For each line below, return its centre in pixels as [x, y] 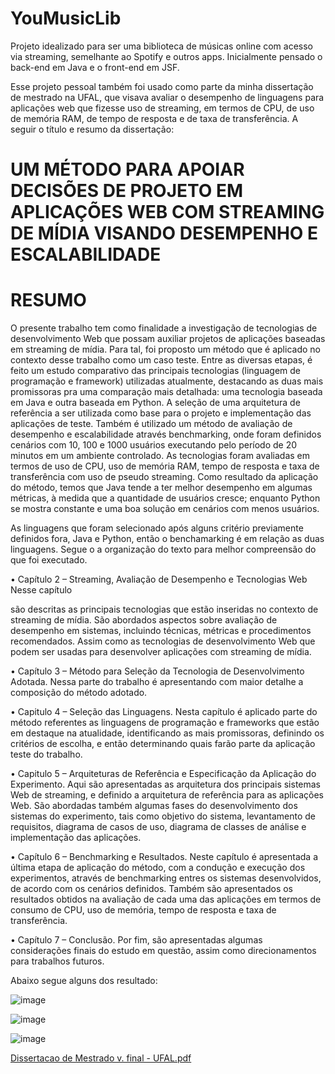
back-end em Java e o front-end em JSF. [95, 67]
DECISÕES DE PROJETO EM [127, 191]
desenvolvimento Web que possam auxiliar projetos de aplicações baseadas [168, 339]
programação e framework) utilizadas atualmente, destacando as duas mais [167, 381]
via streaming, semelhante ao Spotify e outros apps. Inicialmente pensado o [166, 56]
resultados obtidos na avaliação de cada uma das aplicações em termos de [166, 899]
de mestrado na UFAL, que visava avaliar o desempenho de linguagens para [167, 97]
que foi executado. [49, 560]
